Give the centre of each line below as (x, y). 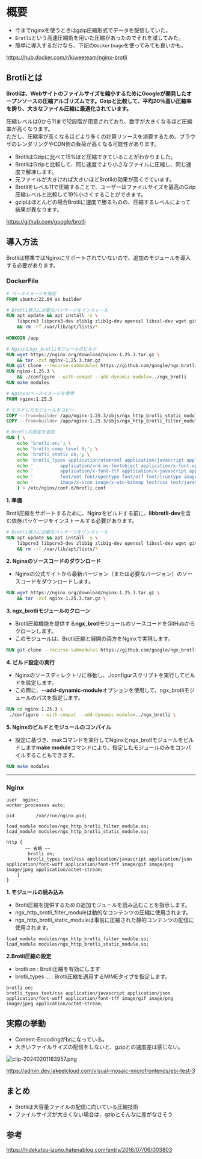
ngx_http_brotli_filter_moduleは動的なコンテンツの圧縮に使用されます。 (103, 912)
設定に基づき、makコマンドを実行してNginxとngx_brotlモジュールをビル (104, 740)
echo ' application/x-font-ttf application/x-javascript (102, 471)
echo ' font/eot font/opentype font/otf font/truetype (99, 477)
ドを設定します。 (36, 683)
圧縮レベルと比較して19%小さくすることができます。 (81, 194)
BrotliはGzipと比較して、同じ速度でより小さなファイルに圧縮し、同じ (100, 164)
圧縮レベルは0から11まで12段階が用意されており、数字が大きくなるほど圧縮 (99, 121)
